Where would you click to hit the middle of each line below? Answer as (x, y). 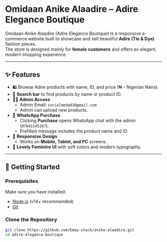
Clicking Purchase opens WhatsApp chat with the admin (78, 121)
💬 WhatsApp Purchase (36, 115)
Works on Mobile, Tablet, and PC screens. (63, 141)
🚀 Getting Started (33, 167)
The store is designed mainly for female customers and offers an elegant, (81, 49)
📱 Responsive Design (35, 136)
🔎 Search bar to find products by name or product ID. (67, 94)
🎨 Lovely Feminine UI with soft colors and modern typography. (77, 147)
